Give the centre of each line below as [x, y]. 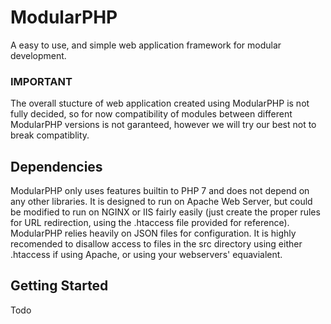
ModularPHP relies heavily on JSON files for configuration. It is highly [153, 233]
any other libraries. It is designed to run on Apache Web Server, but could [161, 202]
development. [38, 55]
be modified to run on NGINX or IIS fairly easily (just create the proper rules [165, 212]
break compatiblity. [50, 135]
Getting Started [59, 286]
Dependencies [56, 166]
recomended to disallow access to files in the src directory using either [156, 244]
